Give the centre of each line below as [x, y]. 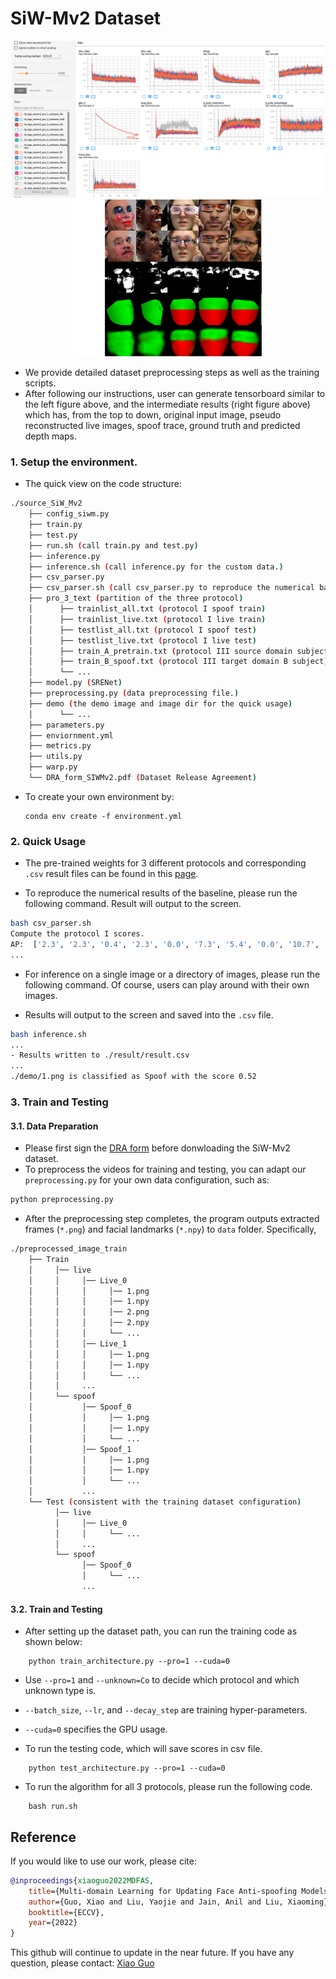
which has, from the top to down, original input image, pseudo [153, 414]
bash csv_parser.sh [51, 923]
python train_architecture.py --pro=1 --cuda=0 [129, 1662]
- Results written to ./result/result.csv [100, 1055]
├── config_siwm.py [69, 514]
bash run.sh [53, 1807]
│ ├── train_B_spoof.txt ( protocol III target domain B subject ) [178, 662]
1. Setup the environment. [74, 462]
